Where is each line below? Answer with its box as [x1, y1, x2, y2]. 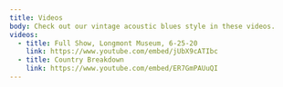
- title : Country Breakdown [17, 55, 125, 64]
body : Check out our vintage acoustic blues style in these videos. [9, 22, 276, 31]
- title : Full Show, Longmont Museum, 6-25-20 [17, 38, 198, 48]
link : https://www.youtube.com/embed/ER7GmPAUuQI [26, 64, 219, 73]
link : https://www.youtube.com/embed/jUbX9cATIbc [26, 47, 219, 56]
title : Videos [9, 13, 64, 23]
